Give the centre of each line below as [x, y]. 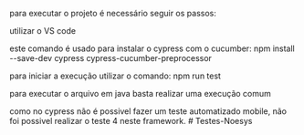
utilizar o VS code [42, 31]
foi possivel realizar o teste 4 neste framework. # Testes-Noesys [131, 121]
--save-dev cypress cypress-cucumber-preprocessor [111, 58]
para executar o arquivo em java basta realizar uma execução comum [141, 93]
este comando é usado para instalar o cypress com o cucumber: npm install [152, 48]
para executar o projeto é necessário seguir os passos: [113, 13]
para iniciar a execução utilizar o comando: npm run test [115, 76]
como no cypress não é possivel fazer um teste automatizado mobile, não [148, 111]
